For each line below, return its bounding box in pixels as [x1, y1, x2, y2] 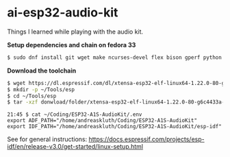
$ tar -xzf [7, 99, 38, 106]
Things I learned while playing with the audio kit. [7, 27, 144, 36]
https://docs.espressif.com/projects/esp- [88, 135, 205, 143]
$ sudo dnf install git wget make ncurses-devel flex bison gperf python [7, 53, 222, 61]
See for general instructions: [7, 135, 88, 143]
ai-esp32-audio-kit [7, 5, 118, 21]
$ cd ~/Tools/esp [7, 93, 57, 99]
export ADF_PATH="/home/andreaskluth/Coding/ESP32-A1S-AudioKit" [7, 117, 197, 124]
